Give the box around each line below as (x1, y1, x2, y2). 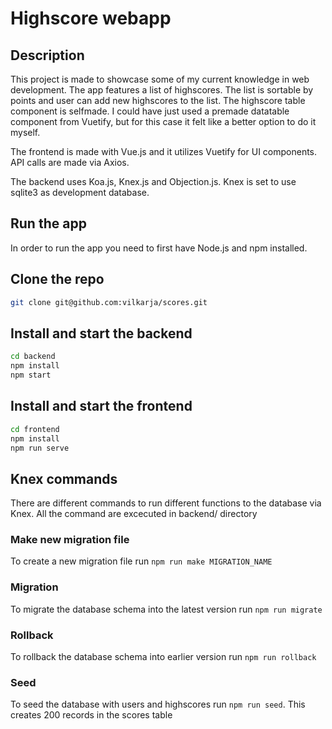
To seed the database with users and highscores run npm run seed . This (10, 698, 306, 711)
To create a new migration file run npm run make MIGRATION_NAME (10, 555, 273, 567)
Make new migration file (10, 533, 130, 547)
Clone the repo (10, 271, 105, 288)
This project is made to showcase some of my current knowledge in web (10, 73, 310, 85)
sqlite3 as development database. (10, 187, 150, 198)
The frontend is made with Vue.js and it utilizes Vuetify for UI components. (10, 146, 318, 157)
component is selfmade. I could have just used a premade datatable (10, 105, 290, 117)
